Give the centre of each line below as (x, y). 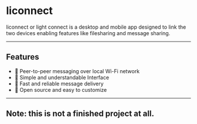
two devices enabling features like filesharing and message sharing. (88, 33)
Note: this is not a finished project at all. (80, 114)
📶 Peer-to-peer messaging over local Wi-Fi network (77, 71)
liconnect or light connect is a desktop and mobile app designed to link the (96, 27)
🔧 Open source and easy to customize (61, 89)
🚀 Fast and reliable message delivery (59, 84)
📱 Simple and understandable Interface (62, 77)
